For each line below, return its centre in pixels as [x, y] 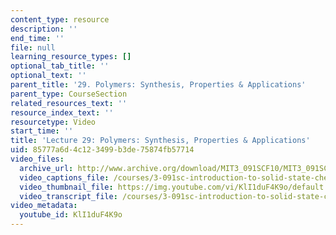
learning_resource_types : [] [71, 57]
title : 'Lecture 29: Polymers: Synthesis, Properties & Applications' [160, 141]
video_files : [37, 159]
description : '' [44, 29]
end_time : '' [37, 38]
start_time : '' [42, 131]
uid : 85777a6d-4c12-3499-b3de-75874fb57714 [102, 150]
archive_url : [46, 168]
